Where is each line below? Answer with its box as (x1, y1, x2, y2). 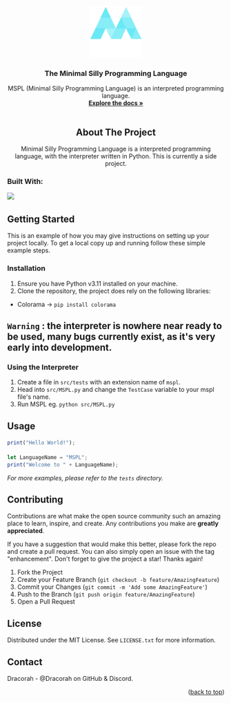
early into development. (7, 341, 112, 353)
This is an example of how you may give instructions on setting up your (7, 232, 210, 240)
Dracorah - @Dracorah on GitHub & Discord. (7, 674, 133, 682)
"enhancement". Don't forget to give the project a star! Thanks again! (7, 555, 203, 563)
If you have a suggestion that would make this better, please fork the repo (7, 540, 217, 548)
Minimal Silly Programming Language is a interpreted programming (20, 144, 212, 153)
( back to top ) (188, 687, 225, 696)
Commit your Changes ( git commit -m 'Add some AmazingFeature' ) (17, 583, 208, 591)
